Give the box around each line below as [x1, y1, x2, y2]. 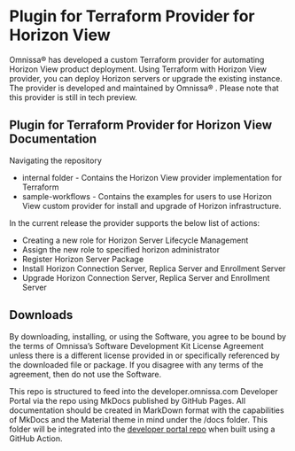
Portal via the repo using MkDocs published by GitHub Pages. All [9, 395, 246, 406]
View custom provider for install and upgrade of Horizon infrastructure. [21, 200, 282, 211]
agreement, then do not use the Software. [9, 369, 162, 379]
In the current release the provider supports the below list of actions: [9, 217, 260, 228]
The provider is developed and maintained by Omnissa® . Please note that [9, 82, 279, 93]
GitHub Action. [9, 432, 63, 444]
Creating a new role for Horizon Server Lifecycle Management [21, 235, 249, 245]
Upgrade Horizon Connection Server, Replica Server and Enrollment [21, 272, 270, 283]
